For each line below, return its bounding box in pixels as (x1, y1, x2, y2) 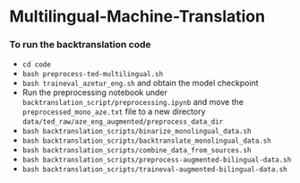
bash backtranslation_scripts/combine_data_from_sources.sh (21, 146, 252, 155)
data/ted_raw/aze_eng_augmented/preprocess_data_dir (21, 118, 224, 126)
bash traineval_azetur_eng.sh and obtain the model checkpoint (21, 78, 259, 89)
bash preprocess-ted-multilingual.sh (21, 70, 164, 79)
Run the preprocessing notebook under (21, 87, 167, 98)
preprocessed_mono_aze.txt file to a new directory (21, 106, 206, 118)
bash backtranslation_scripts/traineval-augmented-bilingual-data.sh (21, 165, 288, 174)
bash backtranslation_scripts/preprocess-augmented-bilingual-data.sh (21, 155, 292, 165)
